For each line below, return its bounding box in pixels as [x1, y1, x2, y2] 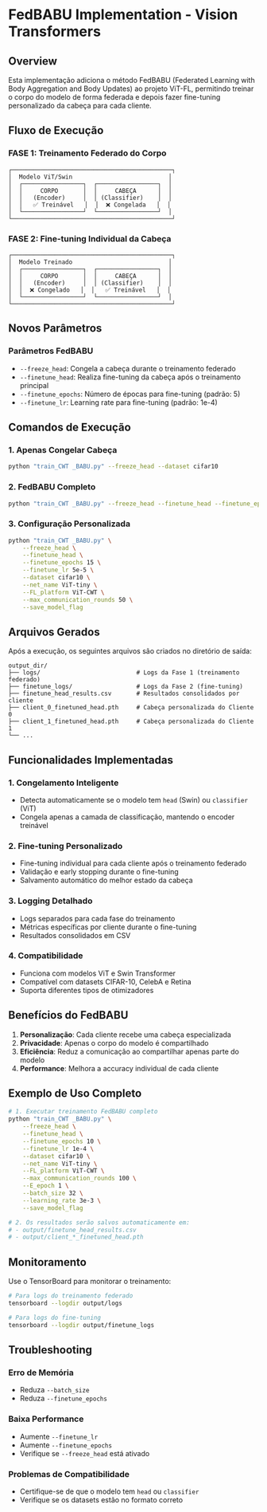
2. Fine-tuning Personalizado [8, 840, 123, 851]
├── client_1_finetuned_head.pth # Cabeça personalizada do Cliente [8, 717, 254, 726]
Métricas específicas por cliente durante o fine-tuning [19, 922, 197, 932]
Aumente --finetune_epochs [19, 1440, 113, 1450]
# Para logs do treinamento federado [8, 1292, 133, 1300]
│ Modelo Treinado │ [8, 257, 172, 266]
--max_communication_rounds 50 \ [22, 595, 133, 603]
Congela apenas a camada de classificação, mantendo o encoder [19, 811, 235, 822]
